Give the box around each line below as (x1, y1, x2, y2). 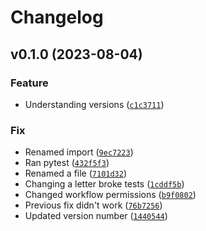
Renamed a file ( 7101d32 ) (24, 167, 128, 180)
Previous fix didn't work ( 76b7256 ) (24, 199, 163, 211)
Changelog (10, 6, 104, 29)
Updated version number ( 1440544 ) (24, 210, 168, 222)
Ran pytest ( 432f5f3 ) (24, 157, 110, 169)
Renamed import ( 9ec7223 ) (24, 146, 134, 158)
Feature (10, 76, 49, 90)
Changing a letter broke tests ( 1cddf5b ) (24, 178, 185, 190)
